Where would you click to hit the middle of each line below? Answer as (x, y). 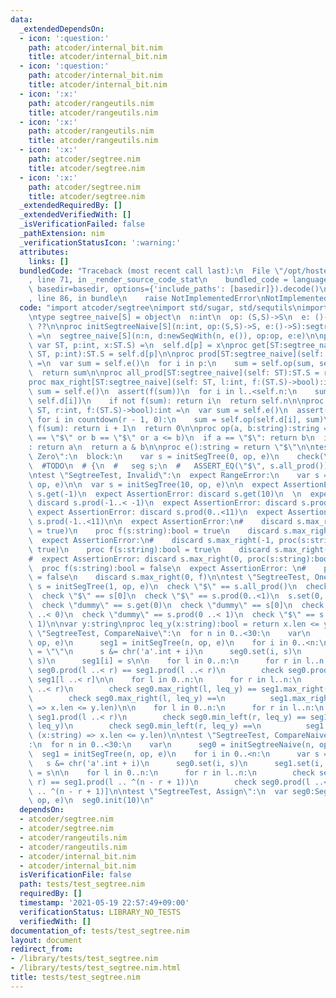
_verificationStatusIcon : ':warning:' (100, 242)
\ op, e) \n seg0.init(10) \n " (91, 801)
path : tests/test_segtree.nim (82, 884)
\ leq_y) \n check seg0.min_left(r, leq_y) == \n (145, 726)
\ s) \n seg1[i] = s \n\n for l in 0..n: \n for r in (165, 661)
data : (21, 19)
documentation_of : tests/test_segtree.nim (100, 931)
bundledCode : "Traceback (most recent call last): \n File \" (151, 271)
